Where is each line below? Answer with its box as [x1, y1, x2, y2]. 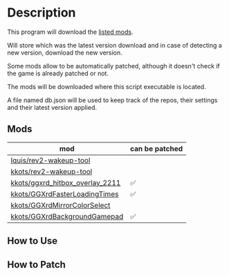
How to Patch [7, 258, 66, 270]
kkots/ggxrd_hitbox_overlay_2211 [10, 178, 121, 187]
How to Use [7, 235, 58, 247]
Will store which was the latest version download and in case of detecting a [7, 41, 223, 49]
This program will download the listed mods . [7, 28, 134, 36]
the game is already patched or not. [7, 69, 109, 77]
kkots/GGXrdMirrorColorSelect [10, 200, 111, 210]
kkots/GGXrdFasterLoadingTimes [10, 189, 119, 198]
